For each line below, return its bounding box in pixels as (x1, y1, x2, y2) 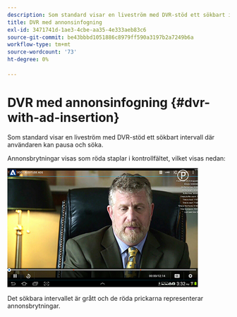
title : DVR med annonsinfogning (7, 18, 102, 26)
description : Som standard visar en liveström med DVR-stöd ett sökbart (7, 11, 226, 18)
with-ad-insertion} (7, 109, 120, 125)
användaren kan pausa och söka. (7, 140, 104, 149)
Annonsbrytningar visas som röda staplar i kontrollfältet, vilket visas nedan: (7, 154, 226, 162)
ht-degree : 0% (7, 56, 49, 63)
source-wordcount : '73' (7, 49, 78, 56)
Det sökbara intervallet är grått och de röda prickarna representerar (7, 294, 204, 302)
